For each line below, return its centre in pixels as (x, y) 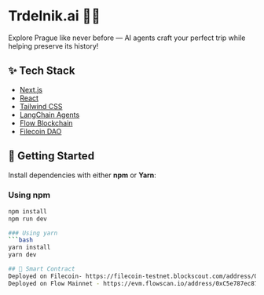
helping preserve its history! (53, 46)
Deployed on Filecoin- (45, 276)
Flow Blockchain (46, 123)
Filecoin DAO (40, 131)
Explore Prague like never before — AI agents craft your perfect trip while (127, 38)
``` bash (21, 240)
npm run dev (27, 219)
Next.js (31, 89)
